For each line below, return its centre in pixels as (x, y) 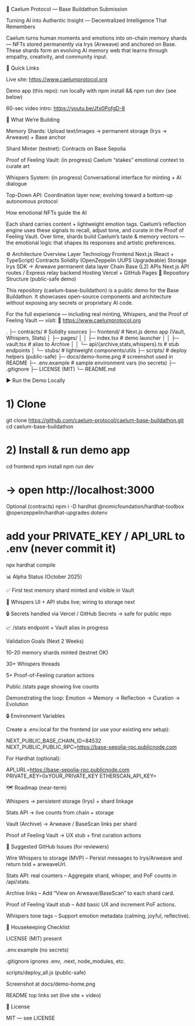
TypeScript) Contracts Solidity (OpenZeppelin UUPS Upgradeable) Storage (96, 260)
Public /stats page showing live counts (53, 686)
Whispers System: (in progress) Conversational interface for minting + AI (94, 178)
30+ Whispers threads (33, 664)
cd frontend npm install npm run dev (50, 466)
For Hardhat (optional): (33, 758)
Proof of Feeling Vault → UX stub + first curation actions (74, 835)
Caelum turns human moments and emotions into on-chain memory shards (97, 38)
